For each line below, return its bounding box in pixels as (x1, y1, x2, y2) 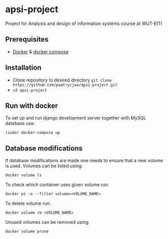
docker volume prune (5, 229, 49, 234)
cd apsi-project (12, 87, 47, 93)
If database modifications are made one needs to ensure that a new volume (5, 158, 163, 164)
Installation (5, 64, 42, 72)
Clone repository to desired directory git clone (12, 77, 112, 83)
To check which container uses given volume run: (5, 182, 109, 188)
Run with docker (5, 101, 58, 110)
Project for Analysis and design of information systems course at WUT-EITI (5, 20, 162, 26)
